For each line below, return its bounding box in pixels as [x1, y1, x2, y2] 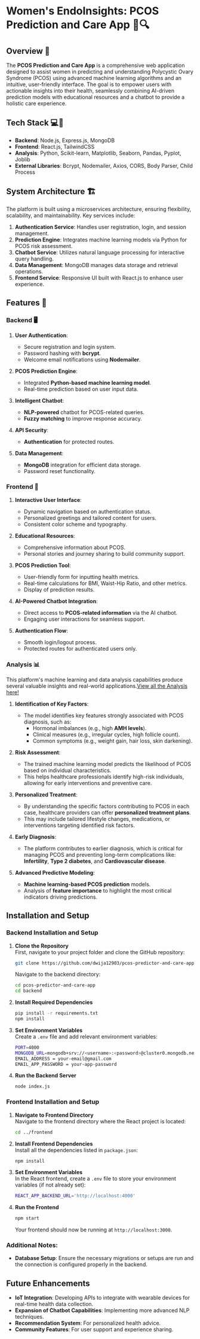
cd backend [14, 988, 42, 994]
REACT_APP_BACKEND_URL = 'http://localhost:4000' [14, 1193, 136, 1199]
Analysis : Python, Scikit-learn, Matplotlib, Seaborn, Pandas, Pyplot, [14, 149, 181, 157]
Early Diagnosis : [14, 833, 57, 840]
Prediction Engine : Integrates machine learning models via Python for [14, 236, 187, 243]
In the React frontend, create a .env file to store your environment [14, 1175, 176, 1182]
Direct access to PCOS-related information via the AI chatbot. [23, 609, 178, 616]
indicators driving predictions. [23, 893, 97, 900]
